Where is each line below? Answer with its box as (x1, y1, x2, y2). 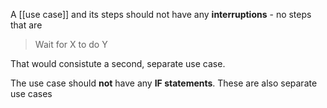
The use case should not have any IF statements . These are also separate (10, 77, 318, 89)
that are (10, 19, 43, 31)
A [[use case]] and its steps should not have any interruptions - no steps (10, 9, 312, 20)
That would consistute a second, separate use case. (10, 58, 226, 69)
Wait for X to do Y (34, 39, 108, 50)
